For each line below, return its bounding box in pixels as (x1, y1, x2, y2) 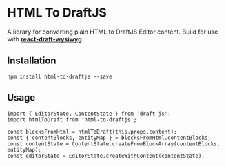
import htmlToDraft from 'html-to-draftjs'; (7, 116, 137, 123)
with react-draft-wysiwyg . (7, 34, 84, 43)
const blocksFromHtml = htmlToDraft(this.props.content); (7, 128, 177, 135)
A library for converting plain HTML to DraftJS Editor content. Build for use (7, 28, 218, 36)
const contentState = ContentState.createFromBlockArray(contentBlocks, (7, 140, 220, 147)
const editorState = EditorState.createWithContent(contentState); (7, 152, 205, 159)
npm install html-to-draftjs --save (7, 73, 112, 80)
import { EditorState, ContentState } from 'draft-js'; (7, 110, 171, 117)
